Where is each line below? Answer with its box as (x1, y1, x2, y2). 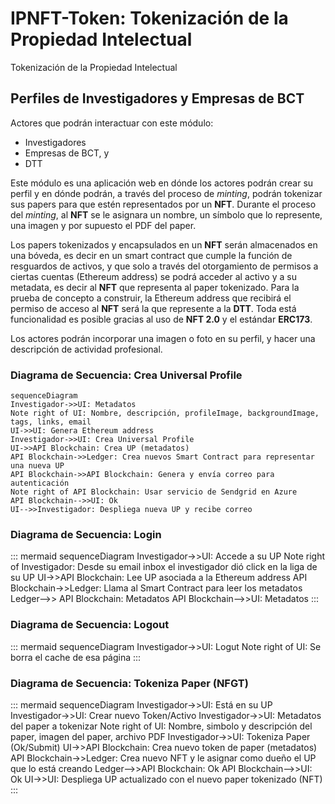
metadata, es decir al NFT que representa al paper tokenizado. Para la (10, 281, 300, 293)
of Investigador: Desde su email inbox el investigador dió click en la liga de (10, 561, 318, 573)
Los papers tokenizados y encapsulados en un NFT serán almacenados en (10, 238, 318, 251)
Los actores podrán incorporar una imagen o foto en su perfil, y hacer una (10, 332, 316, 344)
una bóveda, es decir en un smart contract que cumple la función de (10, 249, 293, 261)
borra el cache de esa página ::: (10, 651, 142, 663)
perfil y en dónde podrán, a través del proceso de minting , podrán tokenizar (10, 187, 323, 199)
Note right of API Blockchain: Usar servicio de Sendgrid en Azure (10, 487, 298, 497)
